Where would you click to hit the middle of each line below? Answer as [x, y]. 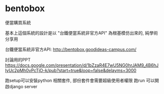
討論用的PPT [18, 59]
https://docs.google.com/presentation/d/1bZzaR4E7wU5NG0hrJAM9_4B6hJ [82, 65]
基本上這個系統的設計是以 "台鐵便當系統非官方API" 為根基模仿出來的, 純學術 [82, 33]
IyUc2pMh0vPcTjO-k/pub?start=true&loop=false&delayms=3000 [71, 70]
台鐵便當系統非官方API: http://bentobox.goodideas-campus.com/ [71, 49]
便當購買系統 [18, 22]
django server [23, 86]
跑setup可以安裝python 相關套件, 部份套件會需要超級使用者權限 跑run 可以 [80, 80]
